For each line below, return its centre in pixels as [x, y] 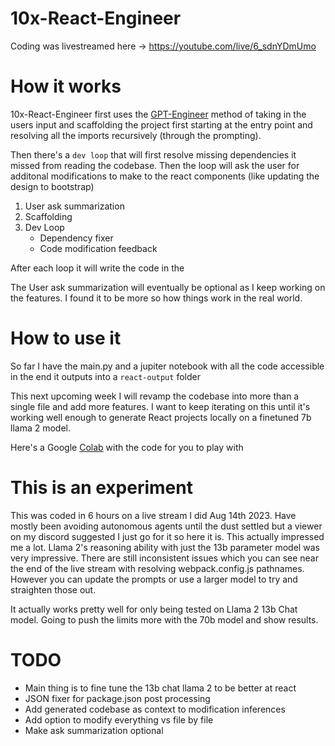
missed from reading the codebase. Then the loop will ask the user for [155, 165]
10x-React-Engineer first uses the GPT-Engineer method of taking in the [158, 114]
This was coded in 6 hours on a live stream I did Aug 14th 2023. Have [153, 515]
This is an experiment [101, 488]
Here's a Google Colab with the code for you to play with [127, 447]
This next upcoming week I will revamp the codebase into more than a [155, 396]
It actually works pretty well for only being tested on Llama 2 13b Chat [154, 609]
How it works [66, 86]
